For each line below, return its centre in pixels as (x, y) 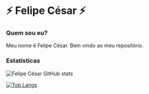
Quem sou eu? (27, 33)
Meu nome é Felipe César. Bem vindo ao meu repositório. (75, 46)
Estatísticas (23, 61)
